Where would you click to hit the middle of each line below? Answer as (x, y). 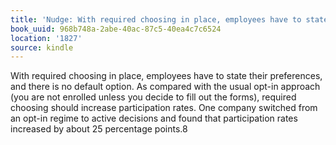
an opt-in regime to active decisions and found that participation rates (154, 118)
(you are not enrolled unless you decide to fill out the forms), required (153, 97)
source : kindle (42, 47)
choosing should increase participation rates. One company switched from (164, 108)
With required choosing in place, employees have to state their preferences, (166, 76)
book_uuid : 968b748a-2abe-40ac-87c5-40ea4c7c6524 (116, 29)
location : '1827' (46, 38)
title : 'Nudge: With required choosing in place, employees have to (156, 19)
